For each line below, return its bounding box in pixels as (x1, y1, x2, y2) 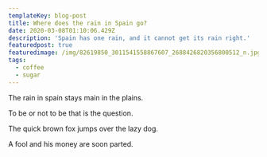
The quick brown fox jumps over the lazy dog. (8, 124, 159, 133)
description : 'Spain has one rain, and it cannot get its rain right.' (8, 33, 250, 42)
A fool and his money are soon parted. (8, 139, 133, 148)
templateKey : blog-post (8, 11, 87, 20)
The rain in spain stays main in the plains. (8, 92, 144, 102)
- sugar (15, 71, 41, 79)
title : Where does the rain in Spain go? (8, 19, 148, 27)
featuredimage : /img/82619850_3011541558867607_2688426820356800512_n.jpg (8, 49, 261, 57)
